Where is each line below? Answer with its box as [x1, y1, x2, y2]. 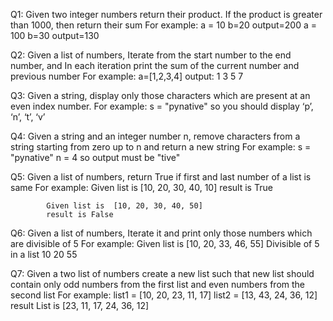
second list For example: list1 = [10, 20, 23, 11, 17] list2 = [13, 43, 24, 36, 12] [10, 289, 318, 301]
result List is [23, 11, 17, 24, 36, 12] [10, 300, 150, 311]
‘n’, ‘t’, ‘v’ [10, 111, 46, 123]
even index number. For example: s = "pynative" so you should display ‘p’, [10, 100, 314, 112]
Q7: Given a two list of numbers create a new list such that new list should [10, 268, 315, 279]
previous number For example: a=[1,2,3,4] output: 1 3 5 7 [10, 70, 244, 82]
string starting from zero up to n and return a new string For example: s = [10, 141, 312, 153]
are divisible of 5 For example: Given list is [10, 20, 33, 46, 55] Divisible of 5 [10, 238, 320, 249]
